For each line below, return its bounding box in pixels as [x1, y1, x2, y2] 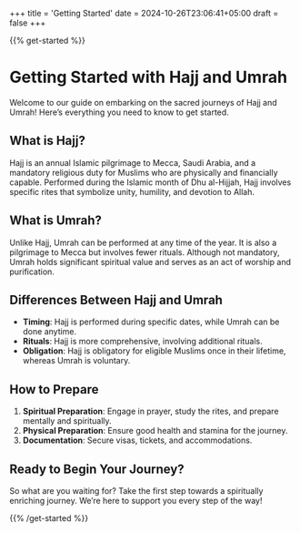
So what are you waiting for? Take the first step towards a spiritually [9, 486, 264, 496]
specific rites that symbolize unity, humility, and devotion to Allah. [9, 186, 255, 197]
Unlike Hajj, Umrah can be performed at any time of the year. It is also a [9, 237, 277, 248]
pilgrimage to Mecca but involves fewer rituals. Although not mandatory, [9, 246, 280, 258]
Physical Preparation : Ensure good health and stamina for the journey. [22, 425, 288, 436]
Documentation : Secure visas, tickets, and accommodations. [22, 435, 253, 446]
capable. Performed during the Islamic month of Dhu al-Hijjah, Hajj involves [9, 177, 292, 188]
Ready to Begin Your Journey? [9, 461, 185, 477]
